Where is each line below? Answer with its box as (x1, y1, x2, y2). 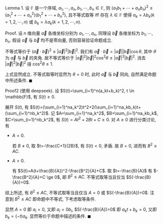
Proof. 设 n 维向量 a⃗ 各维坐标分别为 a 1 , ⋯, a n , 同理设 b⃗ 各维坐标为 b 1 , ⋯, (5, 30, 153, 37)
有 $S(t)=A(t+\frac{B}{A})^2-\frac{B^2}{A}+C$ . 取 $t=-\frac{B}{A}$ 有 (12, 168, 152, 173)
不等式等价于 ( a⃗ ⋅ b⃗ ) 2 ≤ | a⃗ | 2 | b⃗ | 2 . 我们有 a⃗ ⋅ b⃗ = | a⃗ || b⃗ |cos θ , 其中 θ (5, 48, 157, 54)
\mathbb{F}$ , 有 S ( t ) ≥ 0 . (5, 94, 56, 100)
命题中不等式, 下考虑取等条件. (36, 196, 96, 202)
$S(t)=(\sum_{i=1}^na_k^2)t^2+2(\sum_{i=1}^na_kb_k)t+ (30, 104, 141, 110)
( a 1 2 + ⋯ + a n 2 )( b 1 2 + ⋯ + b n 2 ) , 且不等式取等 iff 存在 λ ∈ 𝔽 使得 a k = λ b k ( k (5, 11, 155, 19)
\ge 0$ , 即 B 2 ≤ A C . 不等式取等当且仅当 (46, 173, 126, 180)
